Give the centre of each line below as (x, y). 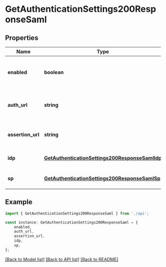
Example (19, 202)
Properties (22, 38)
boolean (54, 72)
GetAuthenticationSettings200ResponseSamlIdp (103, 158)
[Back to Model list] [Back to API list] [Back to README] (62, 259)
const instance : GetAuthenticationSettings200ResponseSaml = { (72, 222)
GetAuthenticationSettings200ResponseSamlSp (102, 178)
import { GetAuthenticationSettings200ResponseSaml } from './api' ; (77, 213)
